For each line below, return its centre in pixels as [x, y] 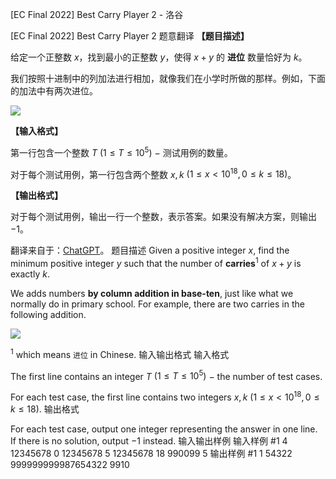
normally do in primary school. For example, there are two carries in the [157, 304]
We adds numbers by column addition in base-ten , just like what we [152, 293]
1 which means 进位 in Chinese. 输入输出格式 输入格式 [120, 353]
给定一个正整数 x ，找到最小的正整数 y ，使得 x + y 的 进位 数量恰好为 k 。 [159, 57]
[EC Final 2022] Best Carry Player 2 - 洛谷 [97, 14]
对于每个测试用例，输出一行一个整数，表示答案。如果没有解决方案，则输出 [163, 217]
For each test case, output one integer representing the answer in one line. [164, 429]
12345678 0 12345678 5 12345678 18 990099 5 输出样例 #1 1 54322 [151, 453]
